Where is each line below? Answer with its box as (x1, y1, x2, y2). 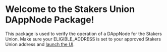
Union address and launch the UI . (5, 41, 75, 47)
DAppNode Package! (5, 14, 94, 25)
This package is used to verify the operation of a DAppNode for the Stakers (5, 30, 162, 36)
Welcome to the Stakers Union (5, 3, 135, 15)
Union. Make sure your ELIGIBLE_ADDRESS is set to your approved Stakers (5, 36, 161, 42)
